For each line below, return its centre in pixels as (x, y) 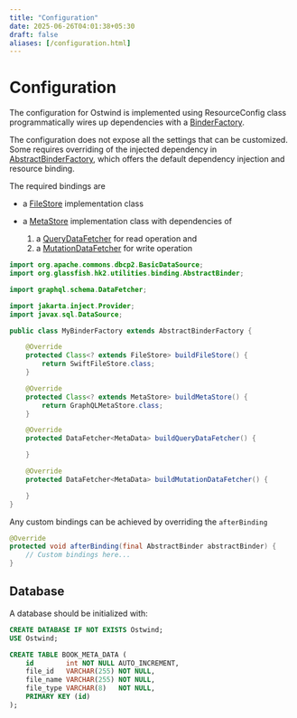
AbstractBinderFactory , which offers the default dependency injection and (147, 159)
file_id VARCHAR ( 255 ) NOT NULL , (90, 671)
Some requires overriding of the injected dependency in (113, 149)
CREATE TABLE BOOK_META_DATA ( (68, 655)
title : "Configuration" (54, 18)
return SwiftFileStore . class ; (98, 364)
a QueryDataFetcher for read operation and (116, 239)
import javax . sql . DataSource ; (66, 314)
